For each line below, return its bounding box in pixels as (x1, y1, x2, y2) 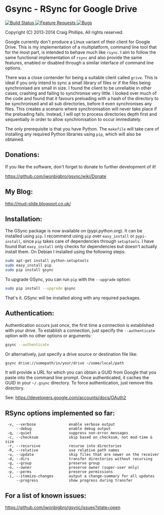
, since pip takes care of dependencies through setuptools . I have (20, 238, 154, 244)
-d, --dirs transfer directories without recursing (7, 456, 153, 461)
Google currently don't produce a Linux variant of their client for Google (5, 38, 151, 45)
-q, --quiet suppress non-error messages (7, 431, 129, 436)
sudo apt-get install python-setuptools (5, 258, 89, 263)
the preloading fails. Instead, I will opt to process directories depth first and (5, 111, 157, 117)
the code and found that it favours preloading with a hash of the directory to (5, 95, 159, 101)
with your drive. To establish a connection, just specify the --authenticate (5, 327, 156, 333)
